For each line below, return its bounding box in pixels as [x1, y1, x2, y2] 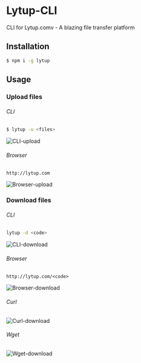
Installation [6, 41, 50, 52]
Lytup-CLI [6, 4, 57, 18]
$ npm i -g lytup [6, 57, 50, 64]
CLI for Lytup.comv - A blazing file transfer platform [6, 24, 135, 31]
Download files [6, 196, 51, 204]
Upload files [6, 92, 43, 101]
